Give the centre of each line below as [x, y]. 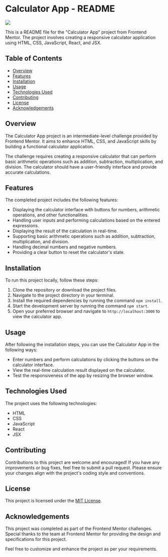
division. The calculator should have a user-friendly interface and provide [81, 167]
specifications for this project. [36, 539]
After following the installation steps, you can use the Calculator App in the [82, 344]
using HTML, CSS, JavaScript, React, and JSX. [53, 43]
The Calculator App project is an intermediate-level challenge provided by [81, 135]
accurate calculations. [28, 172]
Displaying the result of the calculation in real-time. [65, 231]
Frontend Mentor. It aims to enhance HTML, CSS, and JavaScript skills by [81, 141]
